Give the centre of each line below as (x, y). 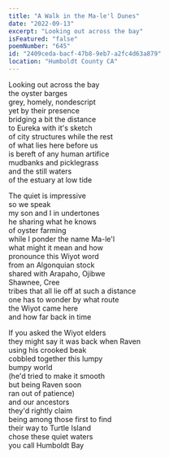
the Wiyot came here (43, 308)
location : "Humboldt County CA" (63, 62)
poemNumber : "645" (39, 46)
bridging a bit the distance (52, 119)
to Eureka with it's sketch (50, 128)
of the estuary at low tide (50, 179)
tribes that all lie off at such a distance (72, 291)
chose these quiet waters (51, 436)
